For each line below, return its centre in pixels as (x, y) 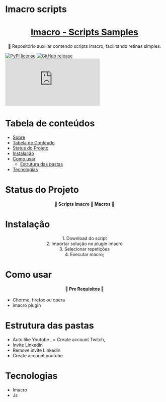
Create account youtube (37, 356)
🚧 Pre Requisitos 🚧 (85, 289)
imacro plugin (27, 305)
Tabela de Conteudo (34, 143)
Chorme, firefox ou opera (39, 300)
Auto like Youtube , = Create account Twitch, (59, 340)
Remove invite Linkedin (36, 350)
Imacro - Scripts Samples (85, 32)
